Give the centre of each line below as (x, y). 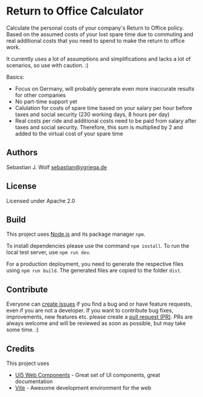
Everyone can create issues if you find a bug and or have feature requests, (99, 304)
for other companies (40, 95)
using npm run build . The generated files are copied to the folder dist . (94, 271)
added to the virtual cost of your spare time (69, 134)
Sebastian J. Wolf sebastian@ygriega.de (57, 167)
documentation (34, 381)
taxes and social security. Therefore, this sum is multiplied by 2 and (99, 127)
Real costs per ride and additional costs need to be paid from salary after (106, 121)
